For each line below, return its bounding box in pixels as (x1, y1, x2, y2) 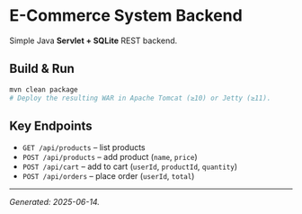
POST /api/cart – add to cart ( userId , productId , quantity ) (22, 161, 238, 172)
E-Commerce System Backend (9, 5, 243, 26)
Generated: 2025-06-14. (9, 197, 101, 208)
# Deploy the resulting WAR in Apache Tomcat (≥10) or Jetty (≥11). (9, 94, 271, 103)
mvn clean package (9, 85, 78, 94)
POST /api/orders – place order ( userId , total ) (22, 171, 195, 182)
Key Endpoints (9, 118, 93, 133)
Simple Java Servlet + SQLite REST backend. (9, 35, 178, 46)
